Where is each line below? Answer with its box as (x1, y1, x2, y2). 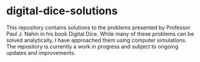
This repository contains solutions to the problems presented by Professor (6, 24, 191, 31)
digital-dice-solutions (6, 4, 118, 18)
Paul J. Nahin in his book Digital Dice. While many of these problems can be (6, 30, 195, 37)
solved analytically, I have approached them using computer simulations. (6, 36, 187, 44)
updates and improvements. (6, 49, 76, 56)
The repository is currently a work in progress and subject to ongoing (6, 43, 179, 50)
